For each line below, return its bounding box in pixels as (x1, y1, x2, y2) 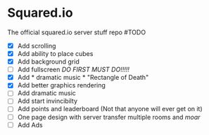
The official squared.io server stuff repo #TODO (7, 28, 146, 36)
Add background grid (17, 57, 80, 66)
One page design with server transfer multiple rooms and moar (17, 113, 201, 121)
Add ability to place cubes (17, 50, 94, 57)
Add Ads (17, 120, 44, 129)
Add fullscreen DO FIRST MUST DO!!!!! (17, 65, 130, 74)
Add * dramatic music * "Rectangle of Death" (17, 73, 149, 82)
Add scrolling (17, 41, 56, 50)
